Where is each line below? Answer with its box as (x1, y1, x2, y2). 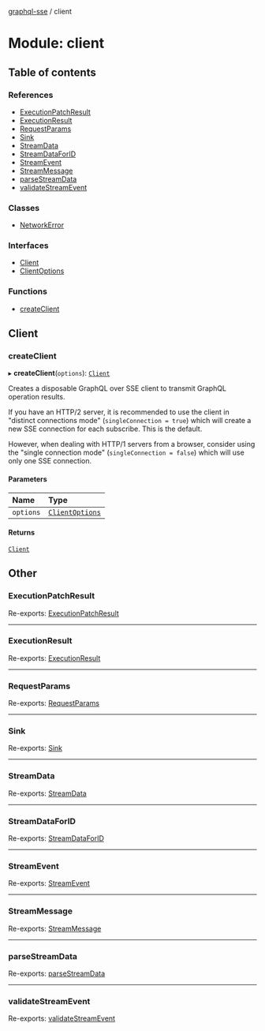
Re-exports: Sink (8, 744, 63, 753)
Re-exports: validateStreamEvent (8, 1014, 116, 1023)
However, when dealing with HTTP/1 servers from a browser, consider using (8, 440, 256, 449)
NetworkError (19, 220, 65, 230)
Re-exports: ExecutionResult (8, 653, 101, 662)
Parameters (8, 474, 47, 484)
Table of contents (8, 66, 96, 79)
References (8, 89, 54, 100)
